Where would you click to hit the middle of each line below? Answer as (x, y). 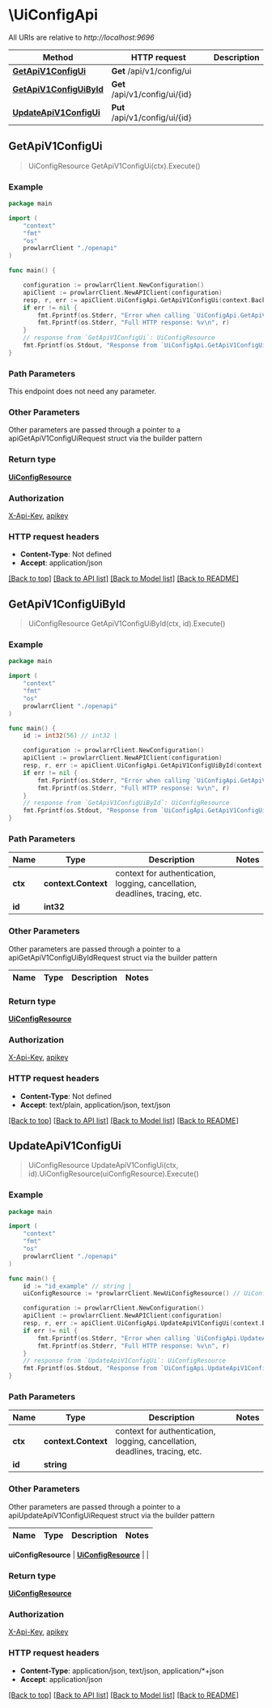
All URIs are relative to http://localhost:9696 (82, 37)
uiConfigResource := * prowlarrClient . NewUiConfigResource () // (132, 1293)
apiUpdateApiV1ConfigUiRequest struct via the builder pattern (112, 1515)
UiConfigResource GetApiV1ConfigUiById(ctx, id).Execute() (127, 624)
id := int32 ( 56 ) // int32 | (70, 736)
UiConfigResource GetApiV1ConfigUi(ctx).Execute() (114, 166)
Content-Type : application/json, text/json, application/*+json (122, 1671)
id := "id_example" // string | (77, 1286)
